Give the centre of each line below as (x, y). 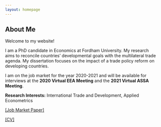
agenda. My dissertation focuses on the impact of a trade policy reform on (80, 61)
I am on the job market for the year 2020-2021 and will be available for (76, 76)
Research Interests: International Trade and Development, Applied (72, 95)
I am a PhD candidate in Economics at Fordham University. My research (77, 51)
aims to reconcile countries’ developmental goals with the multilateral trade (80, 56)
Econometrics (19, 101)
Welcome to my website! (30, 41)
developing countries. (27, 66)
